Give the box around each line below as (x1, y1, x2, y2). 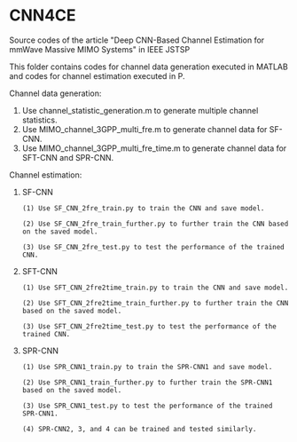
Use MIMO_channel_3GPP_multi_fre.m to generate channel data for (21, 123, 268, 134)
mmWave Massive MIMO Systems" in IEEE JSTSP (9, 43, 191, 54)
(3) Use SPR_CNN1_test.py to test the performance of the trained (21, 401, 273, 410)
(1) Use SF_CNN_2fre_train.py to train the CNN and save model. (21, 203, 265, 213)
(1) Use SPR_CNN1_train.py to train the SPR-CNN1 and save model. (21, 362, 273, 371)
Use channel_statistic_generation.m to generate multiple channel (21, 105, 259, 115)
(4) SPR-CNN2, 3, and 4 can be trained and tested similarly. (21, 424, 257, 433)
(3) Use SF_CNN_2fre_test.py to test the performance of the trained (21, 242, 285, 251)
